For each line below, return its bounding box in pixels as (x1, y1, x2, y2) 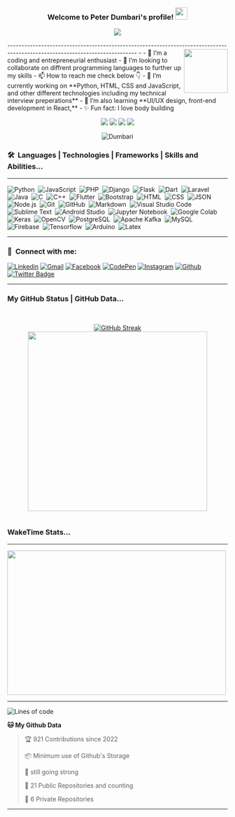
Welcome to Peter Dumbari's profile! (47, 12, 174, 22)
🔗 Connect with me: (7, 246, 77, 256)
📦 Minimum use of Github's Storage (24, 751, 130, 760)
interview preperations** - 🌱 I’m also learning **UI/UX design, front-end (7, 97, 217, 105)
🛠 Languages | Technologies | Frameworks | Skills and (7, 151, 199, 160)
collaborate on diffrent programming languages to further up (7, 64, 182, 72)
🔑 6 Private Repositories (24, 795, 94, 803)
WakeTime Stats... (7, 528, 71, 537)
